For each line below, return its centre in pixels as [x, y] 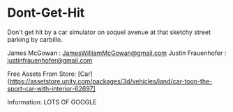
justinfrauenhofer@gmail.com [50, 60]
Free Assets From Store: [42, 74]
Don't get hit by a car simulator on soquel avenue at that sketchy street [109, 32]
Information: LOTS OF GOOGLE [52, 102]
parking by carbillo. [35, 39]
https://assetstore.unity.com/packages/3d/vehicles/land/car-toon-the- [111, 81]
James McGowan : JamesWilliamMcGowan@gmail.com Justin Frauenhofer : [117, 53]
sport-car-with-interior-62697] [51, 88]
